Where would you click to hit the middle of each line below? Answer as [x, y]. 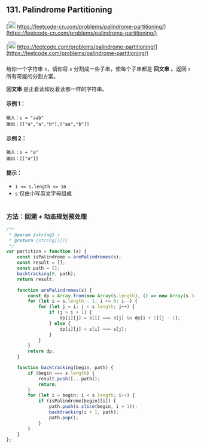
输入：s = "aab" [25, 118]
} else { [60, 323]
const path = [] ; [39, 269]
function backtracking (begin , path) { [65, 368]
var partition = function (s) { [46, 252]
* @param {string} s [34, 235]
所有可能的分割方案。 [32, 76]
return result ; [36, 279]
